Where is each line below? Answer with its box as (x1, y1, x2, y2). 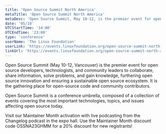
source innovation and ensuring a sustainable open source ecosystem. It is (5, 77, 158, 84)
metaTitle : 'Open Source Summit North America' (5, 12, 105, 17)
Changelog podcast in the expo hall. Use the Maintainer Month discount (5, 118, 152, 124)
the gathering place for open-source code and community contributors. (5, 83, 151, 89)
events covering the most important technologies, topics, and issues (5, 98, 144, 103)
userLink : (5, 44, 26, 49)
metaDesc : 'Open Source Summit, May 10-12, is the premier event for (5, 16, 152, 21)
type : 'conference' (5, 35, 45, 40)
